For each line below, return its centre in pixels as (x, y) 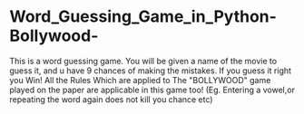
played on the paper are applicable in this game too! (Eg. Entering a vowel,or (152, 90)
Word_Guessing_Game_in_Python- (143, 17)
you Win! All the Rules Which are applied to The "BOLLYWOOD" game (140, 80)
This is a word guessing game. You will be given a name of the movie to (143, 61)
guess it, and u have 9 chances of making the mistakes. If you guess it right (151, 71)
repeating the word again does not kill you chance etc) (111, 99)
